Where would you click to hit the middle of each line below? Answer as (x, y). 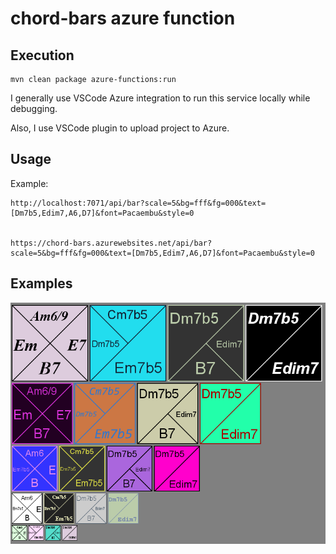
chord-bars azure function (123, 18)
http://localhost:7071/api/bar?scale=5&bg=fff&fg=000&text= (138, 203)
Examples (41, 283)
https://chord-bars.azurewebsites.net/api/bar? (111, 243)
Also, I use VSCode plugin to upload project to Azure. (120, 128)
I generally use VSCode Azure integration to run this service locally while (160, 98)
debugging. (34, 108)
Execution (42, 55)
